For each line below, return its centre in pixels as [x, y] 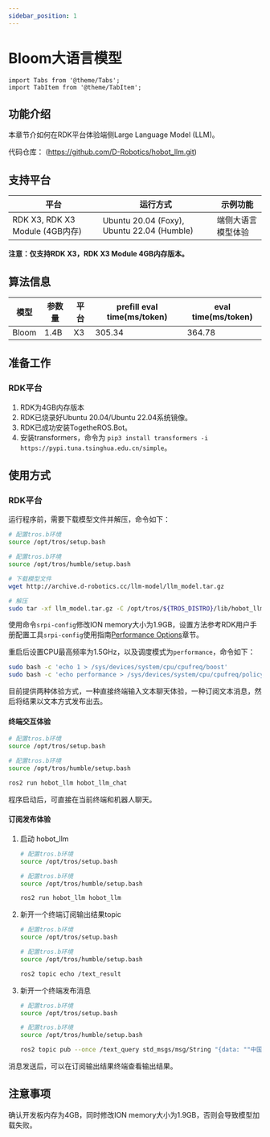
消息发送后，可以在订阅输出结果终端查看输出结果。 [93, 1066]
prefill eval [137, 307]
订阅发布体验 [29, 819]
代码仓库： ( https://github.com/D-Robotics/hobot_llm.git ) [102, 152]
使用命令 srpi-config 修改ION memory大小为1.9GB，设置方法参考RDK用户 [129, 625]
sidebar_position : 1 [43, 16]
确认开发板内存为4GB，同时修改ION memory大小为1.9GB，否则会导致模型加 [134, 1114]
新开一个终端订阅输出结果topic [71, 914]
